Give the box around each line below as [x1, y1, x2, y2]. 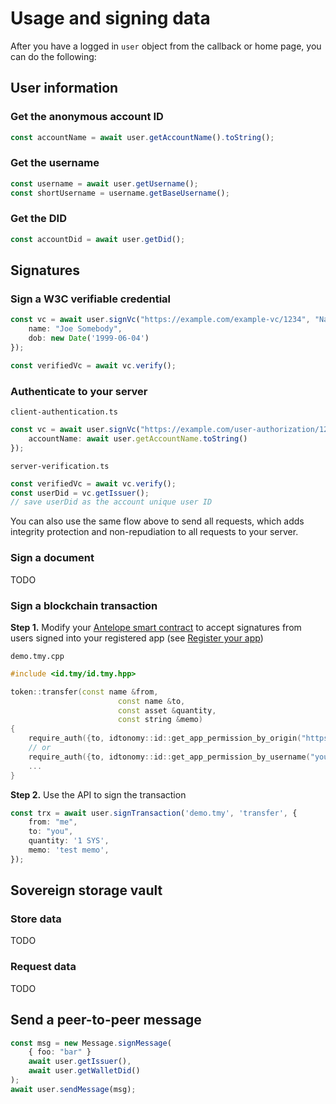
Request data [10, 960, 77, 974]
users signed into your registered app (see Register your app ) [10, 632, 264, 644]
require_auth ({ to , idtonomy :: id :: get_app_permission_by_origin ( [28, 733, 302, 744]
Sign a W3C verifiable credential [10, 292, 172, 306]
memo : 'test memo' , [28, 845, 110, 856]
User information [10, 80, 119, 97]
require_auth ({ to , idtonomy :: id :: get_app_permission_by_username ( [28, 752, 311, 762]
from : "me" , [28, 817, 78, 827]
